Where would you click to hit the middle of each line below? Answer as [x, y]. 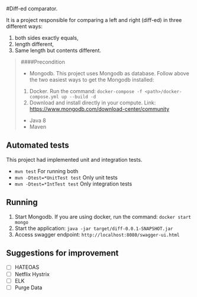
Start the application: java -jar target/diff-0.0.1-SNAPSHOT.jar [94, 228]
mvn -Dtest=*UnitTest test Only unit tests [66, 177]
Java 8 [38, 120]
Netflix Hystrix [32, 274]
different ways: [24, 26]
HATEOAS [27, 267]
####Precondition [43, 62]
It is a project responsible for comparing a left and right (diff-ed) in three [94, 20]
